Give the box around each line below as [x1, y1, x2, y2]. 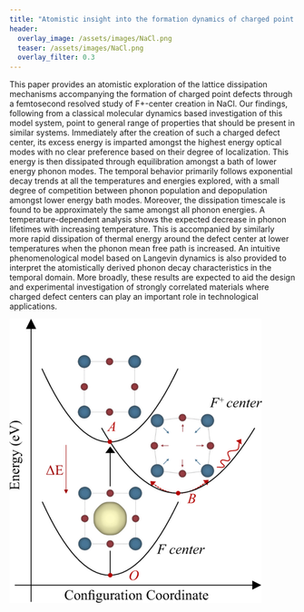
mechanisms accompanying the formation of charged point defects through [9, 89, 293, 100]
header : [9, 24, 39, 34]
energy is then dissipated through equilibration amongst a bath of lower [9, 156, 277, 167]
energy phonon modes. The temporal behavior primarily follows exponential [9, 166, 293, 177]
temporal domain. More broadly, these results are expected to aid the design [9, 272, 296, 283]
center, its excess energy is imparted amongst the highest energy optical [9, 137, 282, 148]
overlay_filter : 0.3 [17, 53, 95, 63]
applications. [9, 301, 57, 312]
